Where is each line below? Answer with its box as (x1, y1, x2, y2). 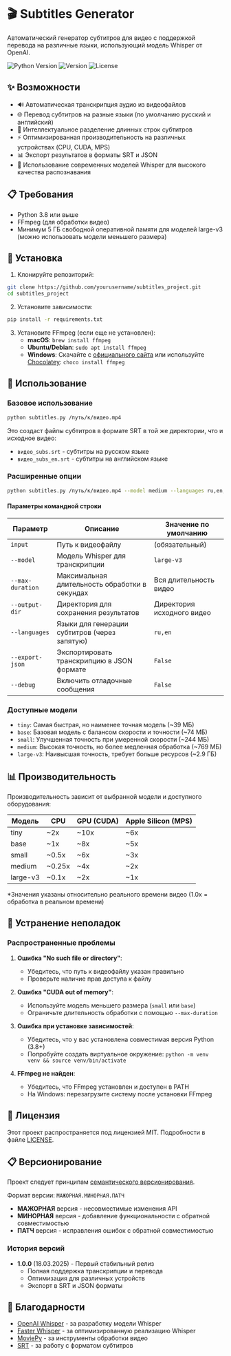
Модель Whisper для (56, 551, 126, 561)
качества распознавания (16, 167, 91, 176)
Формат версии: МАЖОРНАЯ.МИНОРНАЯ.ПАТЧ (7, 1191, 125, 1200)
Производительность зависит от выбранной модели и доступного (7, 793, 202, 801)
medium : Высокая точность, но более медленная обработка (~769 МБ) (16, 742, 222, 751)
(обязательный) (153, 539, 208, 549)
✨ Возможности (7, 81, 80, 94)
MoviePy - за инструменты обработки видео (16, 1334, 148, 1342)
